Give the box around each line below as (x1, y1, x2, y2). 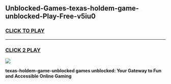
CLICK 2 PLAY (5, 46, 41, 53)
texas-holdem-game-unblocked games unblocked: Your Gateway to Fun (5, 67, 162, 73)
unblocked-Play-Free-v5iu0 (5, 12, 96, 21)
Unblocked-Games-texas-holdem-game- (5, 4, 139, 13)
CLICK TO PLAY (5, 27, 45, 35)
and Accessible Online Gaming (5, 73, 72, 79)
